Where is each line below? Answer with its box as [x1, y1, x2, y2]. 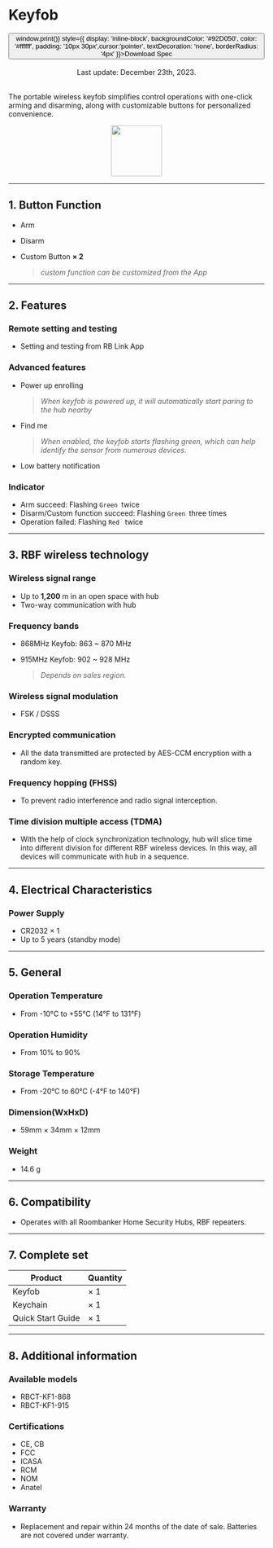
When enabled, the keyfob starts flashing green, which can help [40, 436, 256, 446]
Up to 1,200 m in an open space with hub [19, 591, 159, 600]
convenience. [8, 108, 54, 119]
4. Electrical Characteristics [8, 882, 153, 897]
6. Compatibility [8, 1195, 92, 1209]
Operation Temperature [8, 990, 103, 1001]
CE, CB [19, 1440, 45, 1449]
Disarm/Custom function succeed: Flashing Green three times [19, 508, 227, 518]
